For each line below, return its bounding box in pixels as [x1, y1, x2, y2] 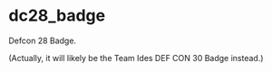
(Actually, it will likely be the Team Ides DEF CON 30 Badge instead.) [8, 52, 264, 63]
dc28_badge [8, 5, 106, 26]
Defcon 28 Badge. [8, 35, 77, 46]
